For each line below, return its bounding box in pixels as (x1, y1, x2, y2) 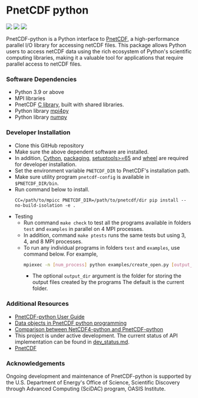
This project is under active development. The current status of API (14, 332, 178, 339)
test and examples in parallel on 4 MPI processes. (23, 225, 144, 232)
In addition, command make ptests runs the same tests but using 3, (23, 231, 186, 239)
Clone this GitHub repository (14, 142, 84, 149)
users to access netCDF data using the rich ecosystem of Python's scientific (6, 48, 192, 55)
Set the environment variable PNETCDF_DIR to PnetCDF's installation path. (14, 167, 190, 174)
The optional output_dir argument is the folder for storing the (32, 272, 181, 279)
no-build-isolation (14, 202, 63, 208)
